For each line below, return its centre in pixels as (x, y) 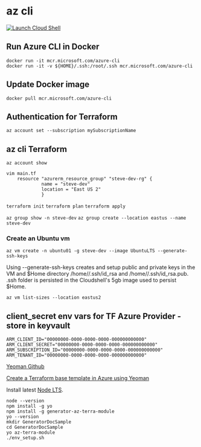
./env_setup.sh (25, 438)
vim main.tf (21, 174)
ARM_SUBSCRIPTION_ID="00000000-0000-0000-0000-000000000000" (85, 350)
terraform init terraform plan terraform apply (66, 206)
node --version (25, 401)
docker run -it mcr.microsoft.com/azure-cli (63, 61)
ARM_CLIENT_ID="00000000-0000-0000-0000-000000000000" (77, 340)
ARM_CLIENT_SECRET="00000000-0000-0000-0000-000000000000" (82, 345)
